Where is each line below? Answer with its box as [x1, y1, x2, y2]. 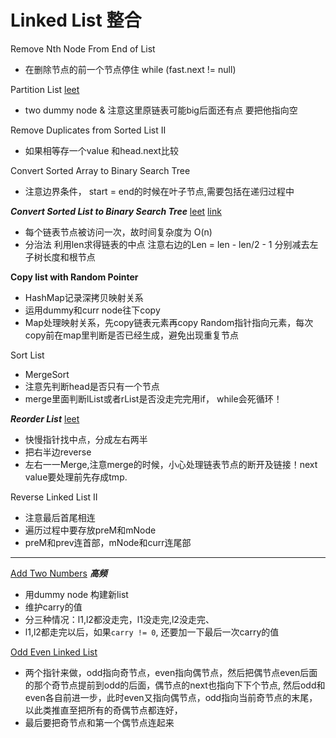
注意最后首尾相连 [24, 511, 96, 523]
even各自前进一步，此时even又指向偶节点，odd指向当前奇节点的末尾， [24, 691, 318, 703]
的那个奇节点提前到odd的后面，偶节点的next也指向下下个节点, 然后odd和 [24, 679, 326, 691]
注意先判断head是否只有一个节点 [24, 380, 160, 392]
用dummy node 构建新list [24, 588, 129, 600]
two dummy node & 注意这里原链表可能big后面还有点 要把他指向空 [24, 104, 298, 116]
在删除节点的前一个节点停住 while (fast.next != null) [24, 63, 237, 75]
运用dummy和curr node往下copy [24, 304, 161, 316]
